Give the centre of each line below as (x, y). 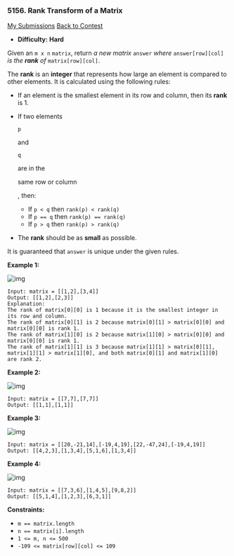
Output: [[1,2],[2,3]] (40, 298)
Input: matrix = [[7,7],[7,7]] (53, 399)
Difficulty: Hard (41, 39)
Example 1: (24, 265)
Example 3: (24, 418)
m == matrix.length (46, 524)
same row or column (47, 182)
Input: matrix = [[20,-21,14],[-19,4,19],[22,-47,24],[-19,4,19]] (106, 445)
